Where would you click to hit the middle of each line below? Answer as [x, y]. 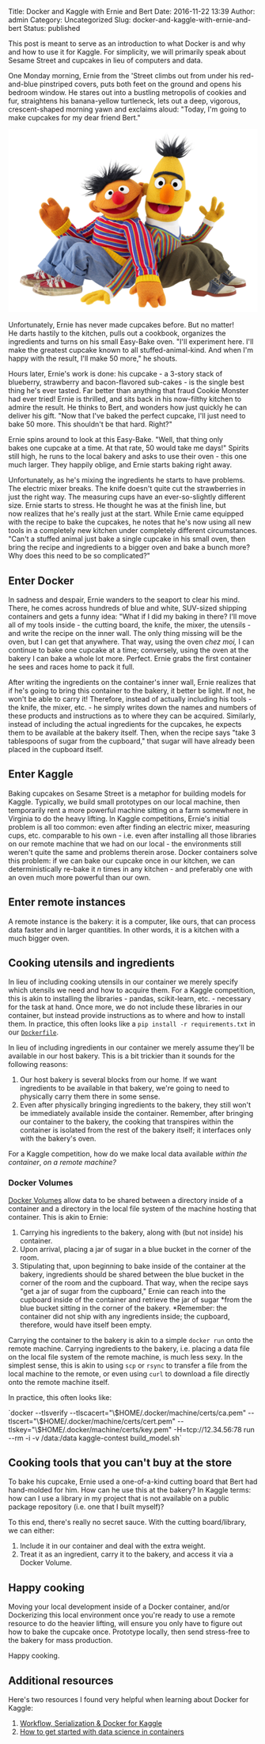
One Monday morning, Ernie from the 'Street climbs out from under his [123, 76]
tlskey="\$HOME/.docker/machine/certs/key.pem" [90, 1429]
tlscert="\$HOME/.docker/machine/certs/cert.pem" [92, 1421]
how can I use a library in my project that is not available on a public [119, 1499]
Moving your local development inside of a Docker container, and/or [119, 1607]
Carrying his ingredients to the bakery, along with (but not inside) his [131, 1232]
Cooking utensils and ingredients [92, 963]
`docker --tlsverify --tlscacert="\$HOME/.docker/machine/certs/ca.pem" [127, 1413]
